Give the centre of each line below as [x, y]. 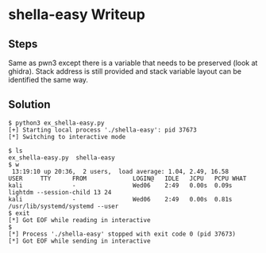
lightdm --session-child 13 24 [60, 192]
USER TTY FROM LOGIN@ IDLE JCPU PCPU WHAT [127, 178]
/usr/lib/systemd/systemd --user [64, 206]
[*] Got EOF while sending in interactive [79, 241]
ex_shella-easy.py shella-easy [62, 157]
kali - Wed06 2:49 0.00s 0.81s [120, 199]
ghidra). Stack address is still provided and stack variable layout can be [125, 71]
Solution [29, 105]
